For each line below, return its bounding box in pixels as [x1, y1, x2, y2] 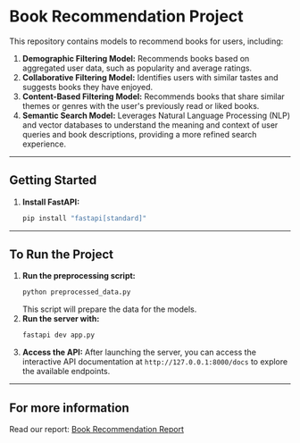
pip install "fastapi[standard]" [21, 213, 147, 222]
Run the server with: [21, 313, 100, 324]
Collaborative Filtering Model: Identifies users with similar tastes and [21, 71, 279, 82]
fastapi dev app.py [21, 330, 96, 340]
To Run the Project [9, 247, 114, 263]
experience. [21, 138, 67, 149]
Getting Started [9, 172, 97, 188]
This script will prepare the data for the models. [21, 304, 197, 314]
